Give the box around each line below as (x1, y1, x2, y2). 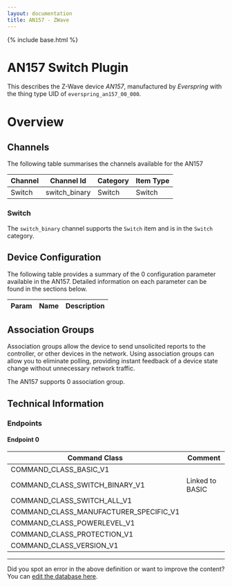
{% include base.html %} (7, 35, 78, 44)
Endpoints (7, 418, 43, 428)
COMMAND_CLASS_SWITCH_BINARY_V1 (10, 480, 145, 490)
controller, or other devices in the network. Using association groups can (7, 349, 215, 358)
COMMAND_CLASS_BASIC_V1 (10, 464, 110, 474)
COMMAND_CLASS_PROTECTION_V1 (10, 529, 133, 539)
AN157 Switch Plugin (7, 59, 129, 75)
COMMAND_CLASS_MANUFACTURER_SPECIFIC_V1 (10, 507, 180, 517)
